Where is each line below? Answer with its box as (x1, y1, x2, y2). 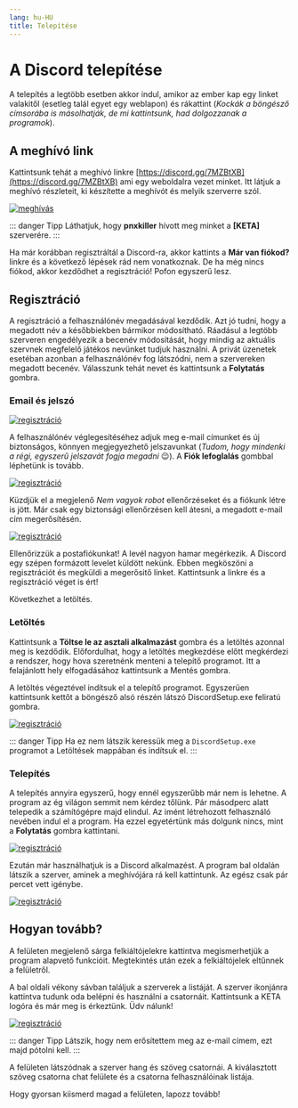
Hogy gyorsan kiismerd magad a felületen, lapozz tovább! (9, 1088, 221, 1099)
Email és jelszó (9, 394, 75, 406)
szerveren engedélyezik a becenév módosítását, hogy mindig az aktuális (9, 335, 276, 346)
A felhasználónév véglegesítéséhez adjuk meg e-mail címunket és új (9, 432, 261, 443)
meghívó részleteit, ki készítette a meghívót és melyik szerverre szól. (9, 186, 262, 197)
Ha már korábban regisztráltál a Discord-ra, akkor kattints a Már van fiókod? (9, 247, 290, 258)
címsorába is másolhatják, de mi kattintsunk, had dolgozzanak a (9, 108, 247, 118)
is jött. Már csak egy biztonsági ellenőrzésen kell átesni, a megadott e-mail (9, 504, 283, 515)
